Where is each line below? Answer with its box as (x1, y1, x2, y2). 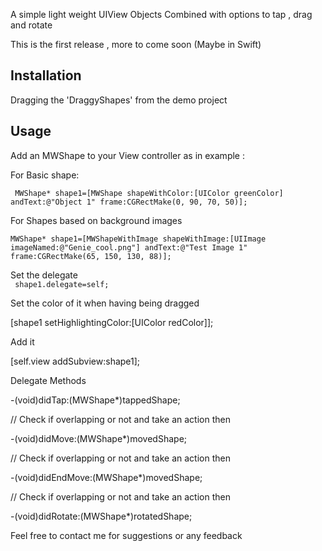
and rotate (10, 19, 53, 31)
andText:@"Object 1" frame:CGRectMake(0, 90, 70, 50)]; (10, 197, 248, 207)
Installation (10, 67, 82, 84)
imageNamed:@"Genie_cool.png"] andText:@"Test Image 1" (10, 242, 248, 253)
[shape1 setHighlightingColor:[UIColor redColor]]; (10, 316, 214, 328)
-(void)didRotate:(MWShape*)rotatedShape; (10, 510, 193, 522)
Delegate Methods (10, 374, 87, 386)
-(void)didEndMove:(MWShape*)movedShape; (10, 471, 203, 483)
